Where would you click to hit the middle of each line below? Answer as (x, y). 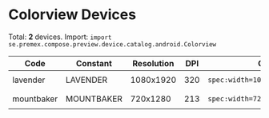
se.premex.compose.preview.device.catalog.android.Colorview (112, 44)
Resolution (153, 63)
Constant (94, 63)
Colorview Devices (72, 15)
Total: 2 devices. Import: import (60, 37)
